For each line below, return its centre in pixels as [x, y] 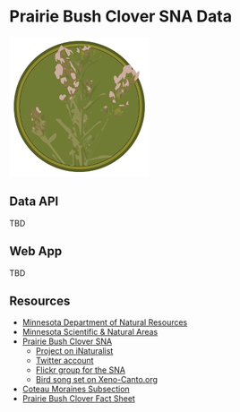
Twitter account [64, 361]
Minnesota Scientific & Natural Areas [90, 332]
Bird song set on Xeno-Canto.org [97, 380]
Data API [34, 202]
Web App [36, 251]
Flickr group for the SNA [80, 370]
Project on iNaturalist [74, 351]
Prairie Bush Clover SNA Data [121, 17]
